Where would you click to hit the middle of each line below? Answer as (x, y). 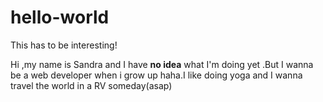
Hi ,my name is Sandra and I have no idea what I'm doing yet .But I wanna (162, 64)
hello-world (60, 17)
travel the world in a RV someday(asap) (91, 85)
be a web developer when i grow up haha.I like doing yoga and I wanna (156, 75)
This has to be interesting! (64, 45)
